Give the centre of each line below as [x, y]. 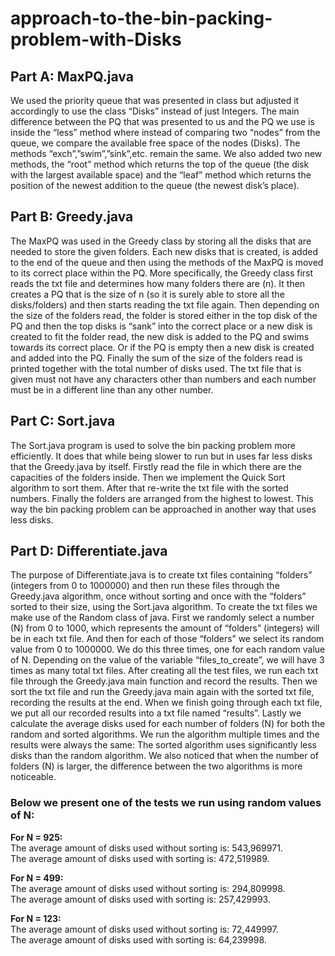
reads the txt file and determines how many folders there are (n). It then [158, 283]
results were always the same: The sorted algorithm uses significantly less [163, 745]
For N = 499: [37, 878]
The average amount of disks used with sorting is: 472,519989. [140, 858]
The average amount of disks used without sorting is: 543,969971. [146, 848]
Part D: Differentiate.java [89, 551]
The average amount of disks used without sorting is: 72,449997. [144, 929]
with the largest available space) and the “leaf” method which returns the [161, 175]
